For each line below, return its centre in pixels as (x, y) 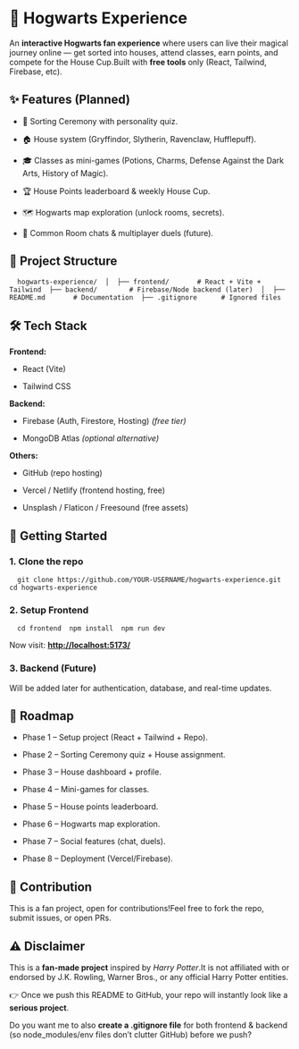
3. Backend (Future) (53, 668)
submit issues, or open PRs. (60, 918)
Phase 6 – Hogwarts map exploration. (91, 824)
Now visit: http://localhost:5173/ (70, 645)
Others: (24, 456)
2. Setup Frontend (49, 610)
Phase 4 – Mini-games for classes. (86, 790)
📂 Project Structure (63, 262)
